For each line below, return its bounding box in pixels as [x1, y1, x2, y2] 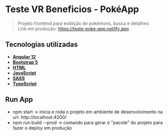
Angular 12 [12, 54, 36, 60]
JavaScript [12, 70, 36, 76]
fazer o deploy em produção [12, 125, 72, 131]
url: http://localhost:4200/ [12, 114, 67, 120]
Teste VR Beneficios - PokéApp [5, 4, 139, 15]
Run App [5, 95, 33, 104]
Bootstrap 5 [12, 59, 38, 65]
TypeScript [12, 80, 37, 86]
